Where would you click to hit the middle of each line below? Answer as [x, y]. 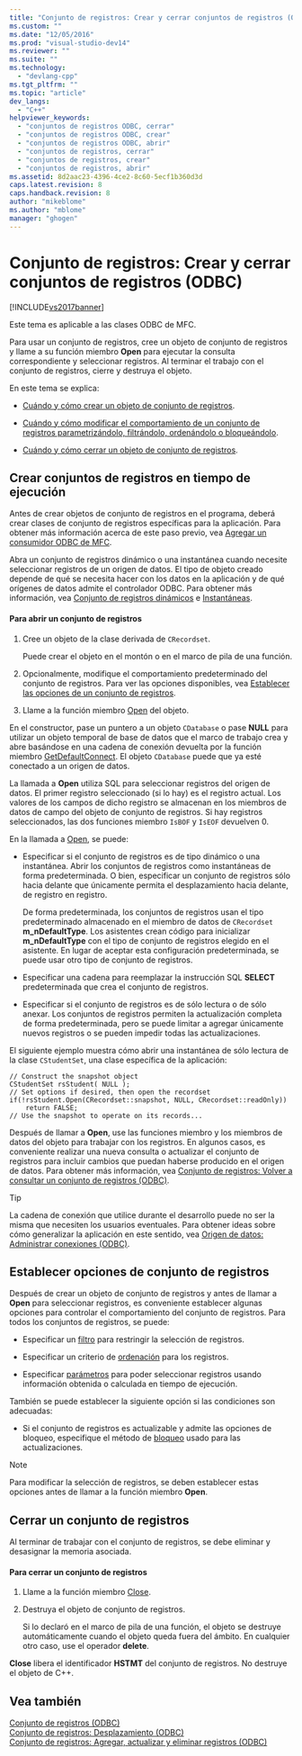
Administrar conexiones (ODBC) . [70, 1243]
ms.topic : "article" [48, 93]
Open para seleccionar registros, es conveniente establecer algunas [136, 1303]
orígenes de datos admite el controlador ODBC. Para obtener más [131, 588]
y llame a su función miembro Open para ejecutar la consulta [122, 351]
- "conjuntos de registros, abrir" [84, 168]
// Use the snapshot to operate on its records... [106, 1115]
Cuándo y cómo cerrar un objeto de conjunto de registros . [130, 450]
